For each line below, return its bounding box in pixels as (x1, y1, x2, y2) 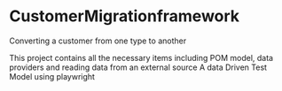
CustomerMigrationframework (9, 6, 240, 27)
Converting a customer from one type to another (9, 35, 187, 46)
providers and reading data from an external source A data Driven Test (9, 62, 268, 72)
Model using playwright (9, 71, 96, 81)
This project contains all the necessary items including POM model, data (9, 52, 273, 63)
